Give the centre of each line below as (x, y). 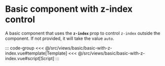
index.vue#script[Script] (30, 58)
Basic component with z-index (69, 9)
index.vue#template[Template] (36, 53)
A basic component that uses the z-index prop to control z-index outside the (83, 33)
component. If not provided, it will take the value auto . (60, 38)
